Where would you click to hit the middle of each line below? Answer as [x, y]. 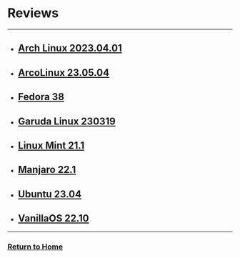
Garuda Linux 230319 [66, 121]
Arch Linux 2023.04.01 [70, 48]
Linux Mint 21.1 [51, 145]
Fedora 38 [41, 97]
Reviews [33, 13]
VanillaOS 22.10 [53, 218]
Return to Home [35, 247]
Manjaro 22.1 [47, 170]
